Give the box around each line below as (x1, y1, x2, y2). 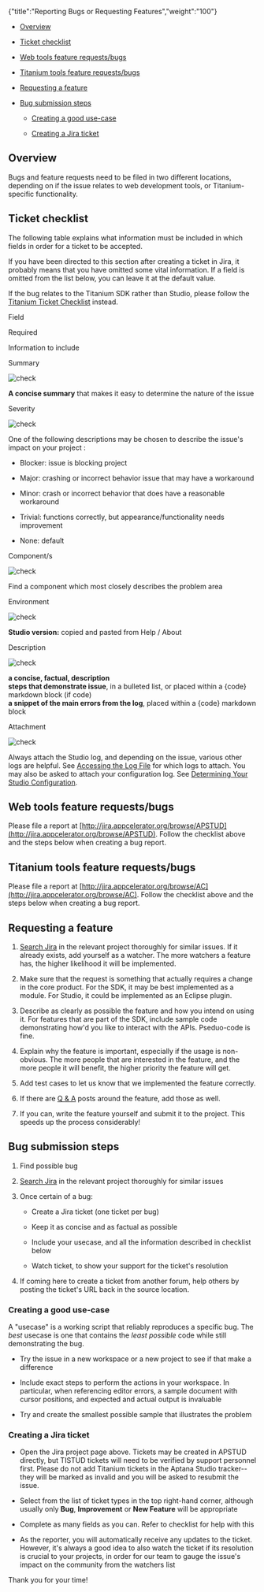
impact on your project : (8, 443, 86, 452)
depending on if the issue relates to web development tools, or (8, 180, 211, 190)
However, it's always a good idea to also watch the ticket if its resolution (19, 1543, 255, 1553)
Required (8, 327, 38, 337)
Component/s (8, 551, 53, 560)
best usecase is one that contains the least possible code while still (8, 1330, 227, 1340)
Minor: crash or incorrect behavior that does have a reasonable (19, 488, 225, 498)
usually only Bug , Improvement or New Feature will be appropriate (19, 1505, 238, 1514)
